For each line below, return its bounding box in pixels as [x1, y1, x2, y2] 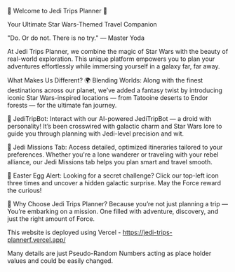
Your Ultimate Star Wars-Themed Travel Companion [7, 20, 158, 28]
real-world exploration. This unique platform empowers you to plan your [7, 55, 215, 63]
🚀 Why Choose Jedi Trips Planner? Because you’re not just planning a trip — [7, 200, 228, 208]
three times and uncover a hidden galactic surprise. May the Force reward [7, 179, 221, 187]
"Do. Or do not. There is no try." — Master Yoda [7, 34, 145, 42]
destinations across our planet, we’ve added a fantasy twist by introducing [7, 86, 223, 94]
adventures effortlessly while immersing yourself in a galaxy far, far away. [7, 62, 220, 70]
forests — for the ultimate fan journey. [7, 101, 117, 109]
